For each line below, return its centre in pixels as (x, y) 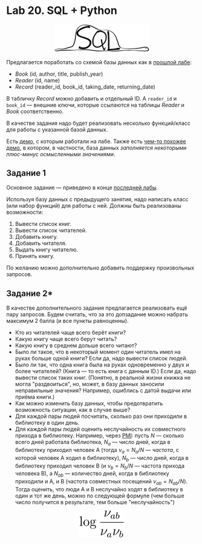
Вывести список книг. (43, 224)
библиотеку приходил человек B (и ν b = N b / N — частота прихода (100, 466)
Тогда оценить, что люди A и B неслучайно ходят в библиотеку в (99, 489)
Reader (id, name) (37, 80)
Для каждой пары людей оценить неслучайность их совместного (100, 429)
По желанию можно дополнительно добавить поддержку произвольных (100, 268)
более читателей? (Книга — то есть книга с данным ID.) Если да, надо (106, 371)
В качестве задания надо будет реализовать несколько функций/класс (99, 123)
